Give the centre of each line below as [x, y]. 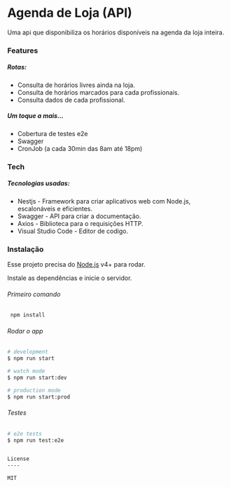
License [19, 459]
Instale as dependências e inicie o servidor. [70, 278]
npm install [28, 315]
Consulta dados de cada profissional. [71, 100]
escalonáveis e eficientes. [55, 208]
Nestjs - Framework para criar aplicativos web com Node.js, [104, 201]
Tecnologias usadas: [38, 183]
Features [23, 51]
